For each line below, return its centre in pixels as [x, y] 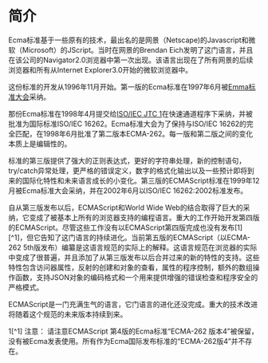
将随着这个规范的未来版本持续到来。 [68, 314]
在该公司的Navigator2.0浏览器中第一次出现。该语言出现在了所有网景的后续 [131, 60]
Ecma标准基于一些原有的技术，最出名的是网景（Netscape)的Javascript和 [128, 40]
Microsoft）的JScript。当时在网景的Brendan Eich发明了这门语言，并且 [138, 49]
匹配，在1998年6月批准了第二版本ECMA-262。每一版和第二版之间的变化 [134, 133]
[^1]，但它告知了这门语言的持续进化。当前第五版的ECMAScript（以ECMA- [130, 237]
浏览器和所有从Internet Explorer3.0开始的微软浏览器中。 [100, 69]
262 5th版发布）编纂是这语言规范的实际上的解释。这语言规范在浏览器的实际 [133, 247]
